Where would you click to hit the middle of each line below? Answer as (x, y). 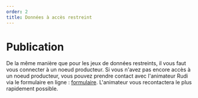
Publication (35, 47)
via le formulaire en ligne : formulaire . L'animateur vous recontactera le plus (99, 82)
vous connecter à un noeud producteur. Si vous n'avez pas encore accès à (98, 70)
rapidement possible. (32, 89)
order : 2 (17, 12)
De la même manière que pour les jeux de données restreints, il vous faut (96, 63)
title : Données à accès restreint (49, 17)
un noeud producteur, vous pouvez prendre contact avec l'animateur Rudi (97, 76)
